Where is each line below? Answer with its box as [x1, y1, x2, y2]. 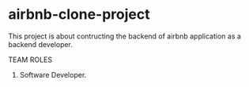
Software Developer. [19, 70, 87, 79]
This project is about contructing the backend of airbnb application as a [8, 31, 241, 41]
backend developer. [8, 39, 74, 49]
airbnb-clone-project [8, 5, 150, 24]
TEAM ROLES [8, 55, 53, 64]
